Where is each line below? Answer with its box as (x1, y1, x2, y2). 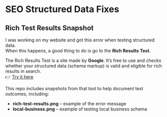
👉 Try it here (5, 74, 34, 80)
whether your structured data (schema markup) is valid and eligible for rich (5, 63, 162, 69)
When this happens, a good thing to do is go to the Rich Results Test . (5, 48, 151, 53)
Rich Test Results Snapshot (5, 24, 94, 32)
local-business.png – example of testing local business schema (12, 106, 147, 112)
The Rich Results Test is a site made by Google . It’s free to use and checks (5, 57, 161, 64)
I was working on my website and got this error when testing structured (5, 37, 155, 43)
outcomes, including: (5, 91, 49, 97)
